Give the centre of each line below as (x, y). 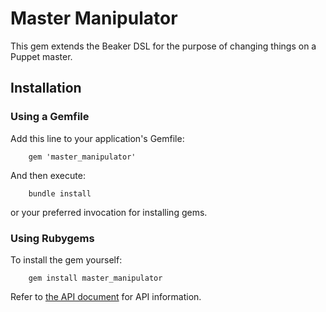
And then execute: (48, 175)
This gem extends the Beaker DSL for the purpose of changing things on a (163, 46)
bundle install (60, 193)
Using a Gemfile (50, 117)
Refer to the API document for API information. (106, 296)
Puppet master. (41, 56)
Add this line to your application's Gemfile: (97, 138)
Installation (46, 88)
